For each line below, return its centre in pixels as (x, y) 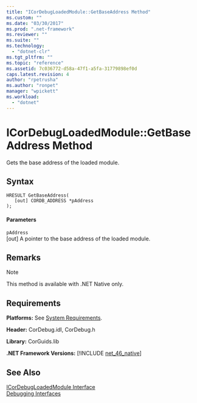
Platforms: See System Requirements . (54, 318)
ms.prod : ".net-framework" (40, 29)
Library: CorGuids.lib (33, 342)
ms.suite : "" (23, 40)
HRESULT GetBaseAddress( (38, 195)
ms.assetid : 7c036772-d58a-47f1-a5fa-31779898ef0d (72, 68)
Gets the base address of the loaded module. (63, 163)
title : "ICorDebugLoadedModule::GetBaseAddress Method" (78, 12)
